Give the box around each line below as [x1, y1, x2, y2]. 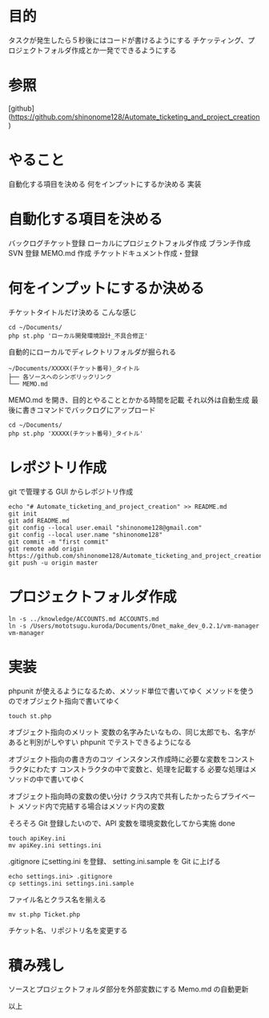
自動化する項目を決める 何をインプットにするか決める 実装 [8, 179, 202, 188]
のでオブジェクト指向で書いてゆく [8, 696, 121, 705]
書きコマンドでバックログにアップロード [22, 405, 156, 414]
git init [8, 510, 38, 518]
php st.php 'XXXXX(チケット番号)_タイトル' [8, 430, 144, 438]
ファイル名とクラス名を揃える [8, 895, 106, 904]
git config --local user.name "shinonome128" [8, 531, 163, 539]
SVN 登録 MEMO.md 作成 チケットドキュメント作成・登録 [8, 248, 199, 257]
